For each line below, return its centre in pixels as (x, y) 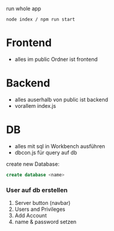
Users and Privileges (40, 209)
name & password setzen (45, 222)
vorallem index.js (35, 105)
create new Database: (33, 164)
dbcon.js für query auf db (46, 152)
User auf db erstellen (37, 190)
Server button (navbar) (43, 203)
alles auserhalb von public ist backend (61, 100)
